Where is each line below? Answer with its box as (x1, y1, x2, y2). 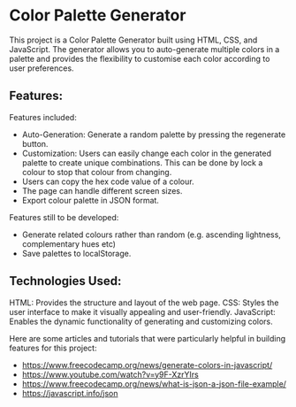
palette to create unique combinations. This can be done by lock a (21, 157, 263, 168)
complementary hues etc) (21, 238, 117, 249)
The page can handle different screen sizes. (21, 185, 183, 196)
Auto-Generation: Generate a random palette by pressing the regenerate (21, 129, 286, 140)
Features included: (9, 111, 77, 122)
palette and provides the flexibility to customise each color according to (9, 53, 270, 64)
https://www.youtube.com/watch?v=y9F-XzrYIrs (21, 369, 199, 380)
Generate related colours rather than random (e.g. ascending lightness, (21, 229, 281, 240)
